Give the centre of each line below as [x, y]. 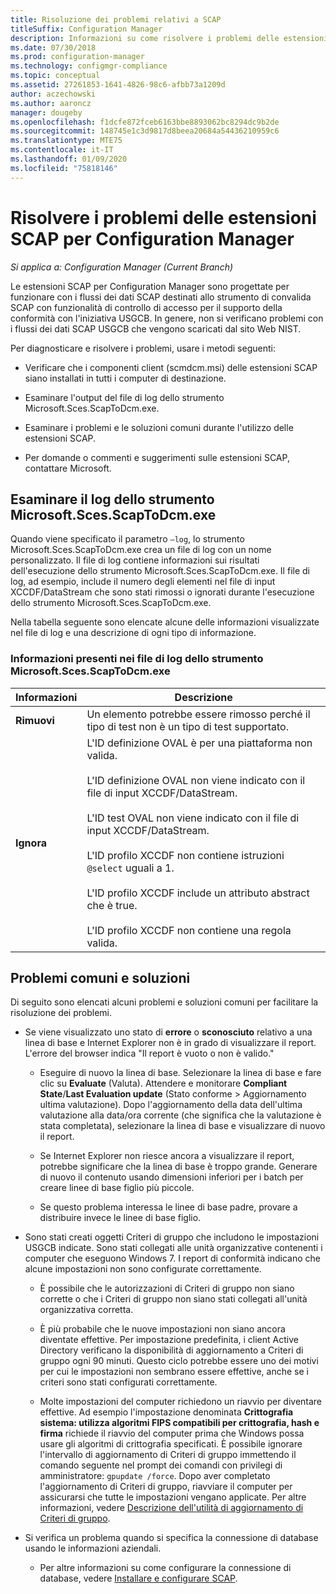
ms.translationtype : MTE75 [66, 141]
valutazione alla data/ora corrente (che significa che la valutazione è [180, 1115]
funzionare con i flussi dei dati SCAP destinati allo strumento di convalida [161, 297]
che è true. [112, 905]
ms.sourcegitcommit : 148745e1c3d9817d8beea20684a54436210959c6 [145, 131]
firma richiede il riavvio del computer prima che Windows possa [172, 1433]
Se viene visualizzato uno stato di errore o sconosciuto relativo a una [168, 1032]
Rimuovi [35, 720]
